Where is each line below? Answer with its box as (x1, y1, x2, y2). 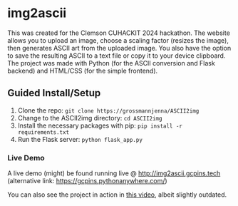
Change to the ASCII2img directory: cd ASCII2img (17, 113, 162, 122)
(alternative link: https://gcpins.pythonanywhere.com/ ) (7, 177, 167, 185)
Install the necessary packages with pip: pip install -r (17, 121, 183, 130)
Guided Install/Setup (7, 87, 101, 99)
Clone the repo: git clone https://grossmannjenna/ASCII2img (17, 105, 200, 115)
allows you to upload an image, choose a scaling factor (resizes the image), (7, 36, 229, 44)
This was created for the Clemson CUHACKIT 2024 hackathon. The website (7, 29, 230, 37)
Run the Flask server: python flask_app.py (17, 135, 143, 143)
